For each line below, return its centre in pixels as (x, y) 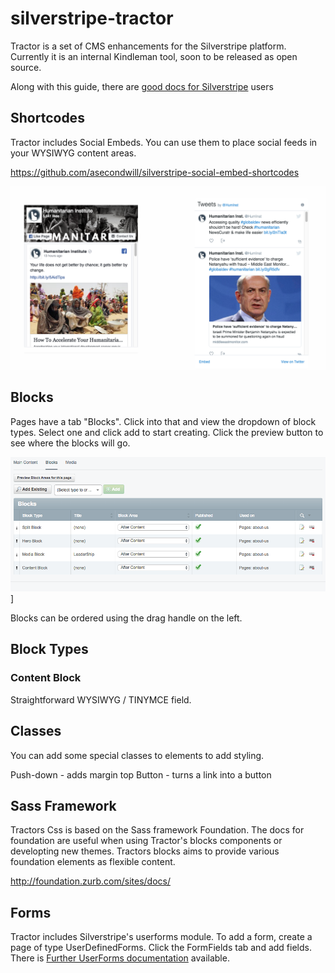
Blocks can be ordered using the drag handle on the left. (126, 618)
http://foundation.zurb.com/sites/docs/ (90, 881)
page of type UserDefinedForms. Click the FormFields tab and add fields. (161, 948)
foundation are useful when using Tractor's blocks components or (146, 841)
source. (26, 67)
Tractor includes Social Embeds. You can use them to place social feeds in (164, 142)
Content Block (46, 678)
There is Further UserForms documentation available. (120, 958)
